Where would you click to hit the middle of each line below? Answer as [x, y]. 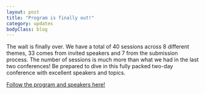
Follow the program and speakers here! [56, 85]
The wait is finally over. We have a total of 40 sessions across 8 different [98, 47]
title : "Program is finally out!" [50, 18]
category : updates [30, 23]
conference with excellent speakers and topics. [66, 73]
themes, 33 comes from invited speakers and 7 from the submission [92, 53]
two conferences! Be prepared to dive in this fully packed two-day [90, 66]
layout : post [23, 12]
